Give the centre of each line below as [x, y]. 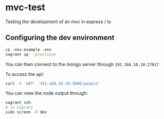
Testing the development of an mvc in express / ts [58, 22]
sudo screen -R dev [26, 112]
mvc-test [25, 7]
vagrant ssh [18, 103]
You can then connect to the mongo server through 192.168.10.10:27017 [82, 64]
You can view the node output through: [47, 93]
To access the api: [25, 74]
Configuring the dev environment [60, 38]
